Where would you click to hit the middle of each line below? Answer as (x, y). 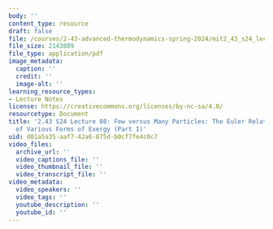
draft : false (30, 31)
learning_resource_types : (52, 91)
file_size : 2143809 (41, 46)
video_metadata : (36, 182)
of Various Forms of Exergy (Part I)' (82, 129)
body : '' (23, 16)
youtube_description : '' (58, 205)
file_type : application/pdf (56, 54)
